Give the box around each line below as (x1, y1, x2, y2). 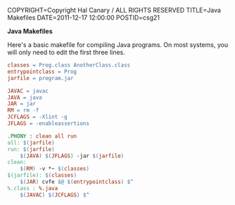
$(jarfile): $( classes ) (7, 172, 77, 179)
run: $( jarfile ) (7, 145, 55, 153)
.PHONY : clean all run (7, 133, 77, 140)
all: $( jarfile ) (7, 139, 55, 146)
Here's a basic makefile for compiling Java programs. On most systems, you (7, 41, 229, 48)
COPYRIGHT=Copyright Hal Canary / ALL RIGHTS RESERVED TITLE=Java (7, 6, 222, 14)
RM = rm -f (7, 107, 39, 114)
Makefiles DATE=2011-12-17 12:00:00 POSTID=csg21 (7, 13, 160, 22)
